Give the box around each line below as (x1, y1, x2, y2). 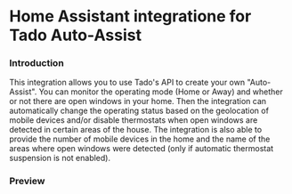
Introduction (9, 57, 64, 69)
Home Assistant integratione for (9, 6, 252, 27)
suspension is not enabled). (9, 153, 111, 164)
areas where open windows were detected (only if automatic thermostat (9, 143, 274, 154)
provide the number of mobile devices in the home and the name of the (9, 133, 271, 144)
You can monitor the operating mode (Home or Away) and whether (38, 86, 283, 97)
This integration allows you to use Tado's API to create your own (9, 77, 246, 88)
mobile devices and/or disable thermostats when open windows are (9, 115, 258, 125)
